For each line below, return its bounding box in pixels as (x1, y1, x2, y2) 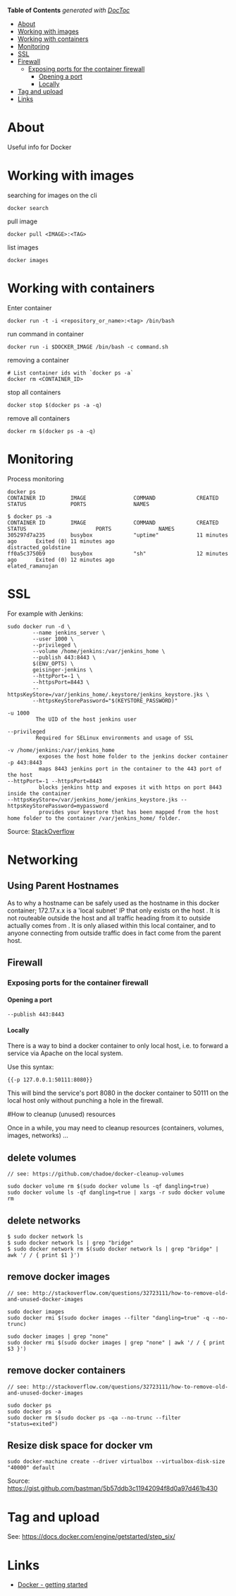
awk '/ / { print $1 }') (7, 1252, 80, 1259)
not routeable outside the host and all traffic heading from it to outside (7, 913, 211, 922)
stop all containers (7, 388, 61, 397)
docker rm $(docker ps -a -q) (7, 428, 97, 435)
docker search (7, 204, 49, 211)
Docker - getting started (17, 1580, 88, 1589)
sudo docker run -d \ (7, 623, 71, 630)
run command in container (7, 329, 85, 338)
